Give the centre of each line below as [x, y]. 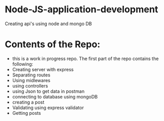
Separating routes [31, 75]
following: [23, 64]
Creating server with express [43, 69]
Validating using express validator [48, 107]
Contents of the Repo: [53, 44]
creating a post [28, 102]
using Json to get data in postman [48, 91]
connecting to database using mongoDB [55, 96]
